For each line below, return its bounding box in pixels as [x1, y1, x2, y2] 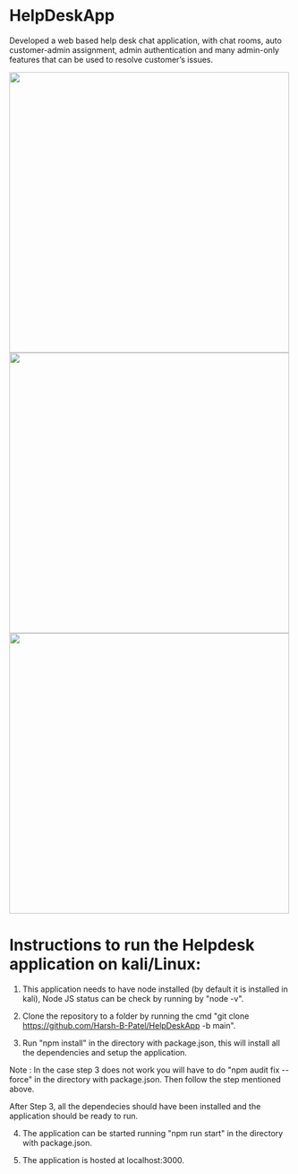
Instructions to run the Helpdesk [9, 935, 255, 956]
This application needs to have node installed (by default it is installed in [21, 984, 288, 994]
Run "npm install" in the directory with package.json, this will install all [21, 1038, 280, 1048]
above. [9, 1083, 35, 1094]
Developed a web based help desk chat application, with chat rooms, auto [9, 35, 282, 46]
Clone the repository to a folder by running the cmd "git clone [21, 1011, 250, 1021]
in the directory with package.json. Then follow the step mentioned [34, 1073, 282, 1084]
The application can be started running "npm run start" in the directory [21, 1127, 284, 1138]
